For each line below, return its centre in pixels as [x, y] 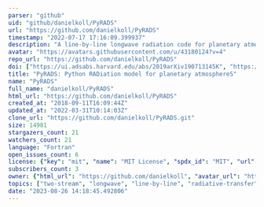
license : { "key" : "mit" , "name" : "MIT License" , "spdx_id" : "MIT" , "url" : [133, 162]
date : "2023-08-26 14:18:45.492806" [68, 191]
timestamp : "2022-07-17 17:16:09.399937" [77, 37]
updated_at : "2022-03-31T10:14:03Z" [68, 111]
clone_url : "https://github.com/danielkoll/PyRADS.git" [101, 118]
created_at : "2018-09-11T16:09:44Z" [68, 103]
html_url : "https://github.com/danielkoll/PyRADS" [93, 96]
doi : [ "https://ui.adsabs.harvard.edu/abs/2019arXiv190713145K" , [117, 67]
